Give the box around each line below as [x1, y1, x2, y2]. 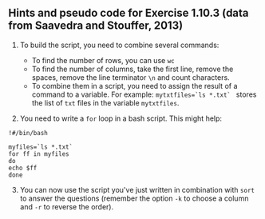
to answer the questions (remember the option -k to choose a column [19, 193, 249, 203]
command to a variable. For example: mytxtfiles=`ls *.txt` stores [31, 90, 257, 99]
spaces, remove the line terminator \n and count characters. [31, 72, 230, 82]
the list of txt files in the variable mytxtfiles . [31, 98, 180, 107]
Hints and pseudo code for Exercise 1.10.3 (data [8, 6, 249, 20]
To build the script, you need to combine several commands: [19, 40, 220, 50]
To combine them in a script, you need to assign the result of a [31, 81, 238, 90]
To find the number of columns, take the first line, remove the [31, 64, 234, 74]
